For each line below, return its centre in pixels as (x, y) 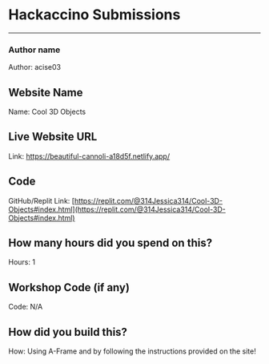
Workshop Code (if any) (69, 287)
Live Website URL (53, 137)
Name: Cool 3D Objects (47, 112)
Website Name (46, 93)
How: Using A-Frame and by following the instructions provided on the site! (132, 351)
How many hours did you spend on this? (110, 243)
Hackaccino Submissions (94, 15)
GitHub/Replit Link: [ (41, 200)
